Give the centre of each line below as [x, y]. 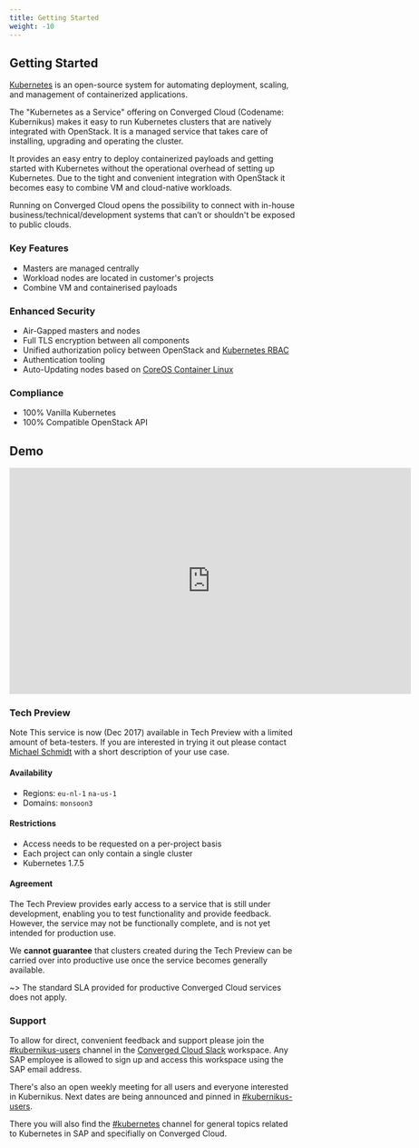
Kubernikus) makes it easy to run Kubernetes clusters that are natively [141, 122]
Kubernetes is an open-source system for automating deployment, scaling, [149, 85]
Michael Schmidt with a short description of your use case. [119, 752]
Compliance [37, 393]
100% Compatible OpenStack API [85, 423]
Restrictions [33, 824]
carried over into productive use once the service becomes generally [138, 960]
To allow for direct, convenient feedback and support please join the [137, 1041]
